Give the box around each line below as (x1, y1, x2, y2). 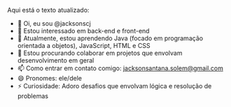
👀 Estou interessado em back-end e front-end (17, 27, 150, 35)
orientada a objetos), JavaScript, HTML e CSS (17, 42, 150, 49)
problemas (17, 92, 49, 100)
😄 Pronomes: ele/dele (17, 74, 83, 82)
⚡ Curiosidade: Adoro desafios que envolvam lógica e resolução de (17, 82, 212, 90)
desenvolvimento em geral (17, 56, 94, 65)
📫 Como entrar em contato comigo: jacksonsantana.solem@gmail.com (17, 64, 224, 72)
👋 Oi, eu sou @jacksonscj (17, 19, 91, 27)
